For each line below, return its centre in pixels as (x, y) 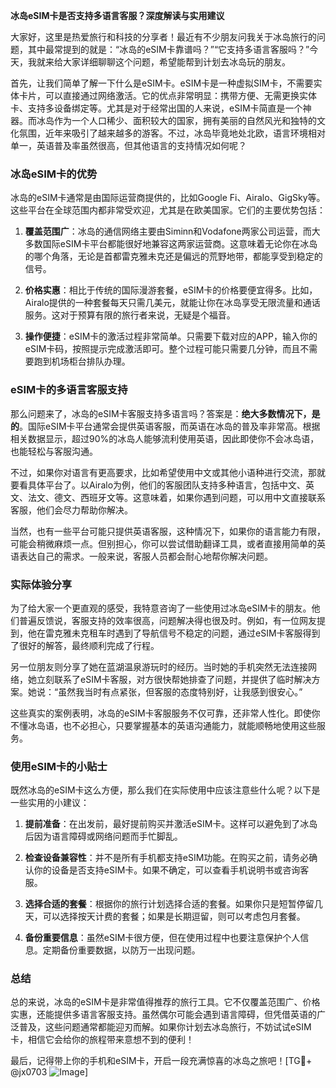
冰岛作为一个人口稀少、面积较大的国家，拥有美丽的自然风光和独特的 (176, 120)
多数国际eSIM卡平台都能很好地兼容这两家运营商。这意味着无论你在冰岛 (171, 244)
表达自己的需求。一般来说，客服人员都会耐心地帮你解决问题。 (145, 556)
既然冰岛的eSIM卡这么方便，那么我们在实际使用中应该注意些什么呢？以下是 (165, 790)
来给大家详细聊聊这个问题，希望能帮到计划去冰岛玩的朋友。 (167, 62)
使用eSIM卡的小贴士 (59, 766)
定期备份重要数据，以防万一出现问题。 (121, 950)
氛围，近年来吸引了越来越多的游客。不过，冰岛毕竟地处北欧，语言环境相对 (172, 133)
